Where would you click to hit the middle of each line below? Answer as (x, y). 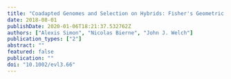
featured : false (30, 52)
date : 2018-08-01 (32, 20)
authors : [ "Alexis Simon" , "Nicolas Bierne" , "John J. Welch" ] (100, 33)
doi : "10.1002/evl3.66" (41, 65)
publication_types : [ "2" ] (44, 39)
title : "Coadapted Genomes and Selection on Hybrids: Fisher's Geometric (116, 13)
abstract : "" (26, 45)
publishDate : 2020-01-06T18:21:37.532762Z (69, 26)
